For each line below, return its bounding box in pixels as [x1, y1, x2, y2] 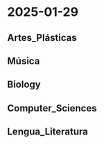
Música [7, 55, 40, 66]
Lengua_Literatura [7, 126, 88, 138]
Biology [7, 79, 41, 91]
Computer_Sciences [7, 102, 97, 114]
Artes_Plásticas [7, 32, 78, 44]
